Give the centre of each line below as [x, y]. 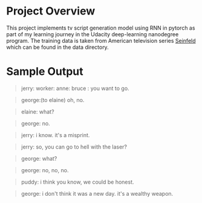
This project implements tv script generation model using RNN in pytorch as [101, 28]
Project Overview [51, 11]
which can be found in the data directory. [57, 47]
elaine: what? [37, 111]
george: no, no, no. [45, 170]
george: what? [39, 158]
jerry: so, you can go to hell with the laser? [74, 147]
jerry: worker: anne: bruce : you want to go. [75, 88]
